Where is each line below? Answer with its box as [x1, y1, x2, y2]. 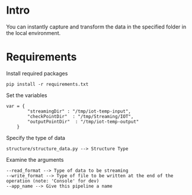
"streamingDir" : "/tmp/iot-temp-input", [27, 108, 132, 114]
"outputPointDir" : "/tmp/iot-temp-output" [27, 119, 139, 124]
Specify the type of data [6, 134, 65, 141]
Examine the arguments [6, 156, 64, 163]
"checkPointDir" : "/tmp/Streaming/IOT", [27, 113, 134, 119]
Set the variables [6, 91, 47, 98]
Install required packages [6, 69, 68, 77]
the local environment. [6, 29, 61, 36]
